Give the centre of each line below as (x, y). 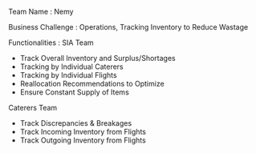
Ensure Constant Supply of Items (75, 92)
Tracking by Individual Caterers (71, 66)
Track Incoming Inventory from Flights (83, 132)
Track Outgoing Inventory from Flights (83, 140)
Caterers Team (33, 108)
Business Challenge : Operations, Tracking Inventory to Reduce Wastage (128, 27)
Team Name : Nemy (41, 12)
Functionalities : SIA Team (51, 42)
